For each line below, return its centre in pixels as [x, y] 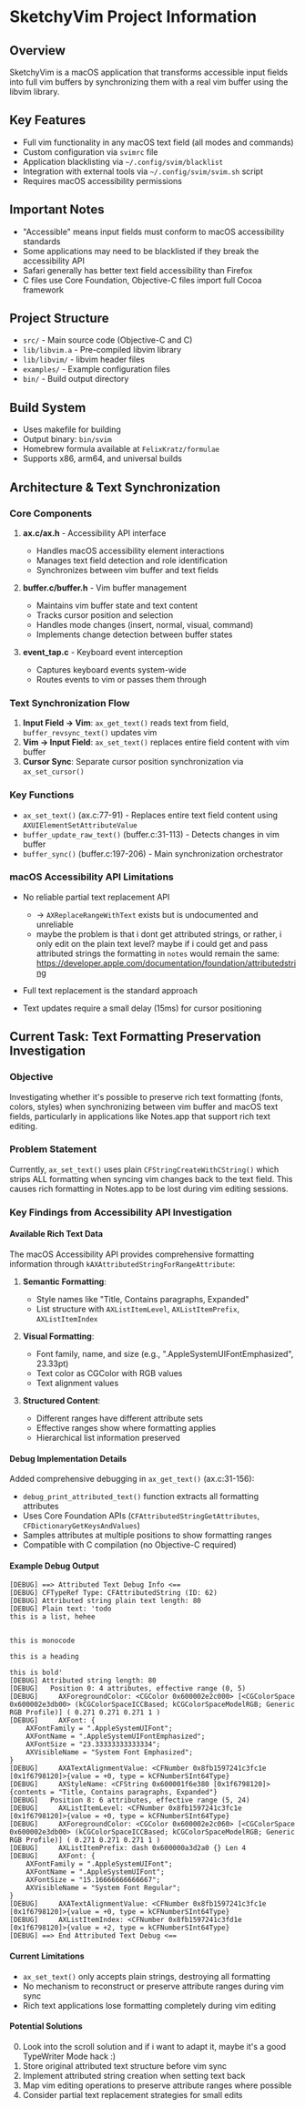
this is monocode [42, 1641]
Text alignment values [77, 1383]
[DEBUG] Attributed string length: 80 [83, 1681]
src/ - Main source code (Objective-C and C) [107, 340]
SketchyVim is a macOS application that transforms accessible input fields [149, 72]
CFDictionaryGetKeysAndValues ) [81, 1526]
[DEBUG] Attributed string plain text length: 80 [106, 1601]
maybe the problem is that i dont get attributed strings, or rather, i [159, 934]
